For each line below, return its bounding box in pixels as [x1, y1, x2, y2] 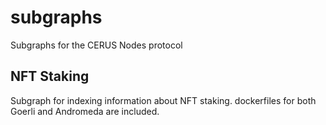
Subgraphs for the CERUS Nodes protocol [10, 39, 183, 51]
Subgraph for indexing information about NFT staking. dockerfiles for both [10, 94, 317, 106]
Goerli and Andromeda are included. [10, 105, 160, 117]
